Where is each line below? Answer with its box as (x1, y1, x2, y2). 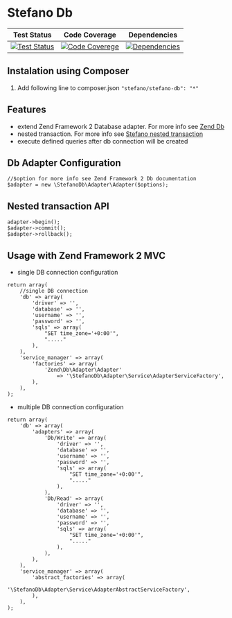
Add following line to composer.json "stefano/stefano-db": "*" (17, 83, 199, 92)
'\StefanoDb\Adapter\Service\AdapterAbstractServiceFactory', (7, 586, 190, 593)
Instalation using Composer (7, 65, 130, 77)
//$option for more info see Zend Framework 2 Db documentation (7, 175, 197, 182)
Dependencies (128, 30, 178, 40)
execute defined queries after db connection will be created (17, 137, 188, 145)
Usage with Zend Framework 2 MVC (7, 250, 166, 261)
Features (7, 104, 46, 116)
